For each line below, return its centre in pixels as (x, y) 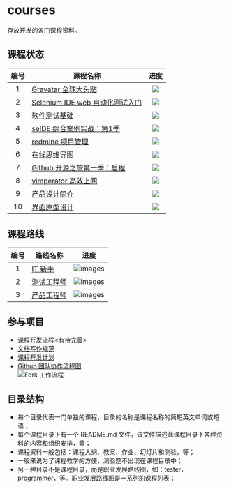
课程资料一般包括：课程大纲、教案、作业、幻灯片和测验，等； (106, 452)
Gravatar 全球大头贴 (65, 89)
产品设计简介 (53, 194)
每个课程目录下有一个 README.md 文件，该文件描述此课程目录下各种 (117, 435)
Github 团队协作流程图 (49, 366)
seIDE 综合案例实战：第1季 (76, 128)
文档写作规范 (36, 349)
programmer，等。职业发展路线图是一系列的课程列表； (96, 478)
